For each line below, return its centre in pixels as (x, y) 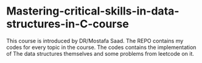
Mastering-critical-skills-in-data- (93, 11)
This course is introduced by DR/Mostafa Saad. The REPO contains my (95, 41)
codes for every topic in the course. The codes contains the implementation (101, 47)
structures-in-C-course (68, 24)
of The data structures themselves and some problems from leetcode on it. (100, 53)
